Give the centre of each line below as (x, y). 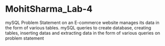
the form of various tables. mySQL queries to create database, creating (78, 27)
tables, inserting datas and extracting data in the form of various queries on (83, 33)
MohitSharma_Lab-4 (49, 9)
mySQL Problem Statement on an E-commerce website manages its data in (82, 23)
